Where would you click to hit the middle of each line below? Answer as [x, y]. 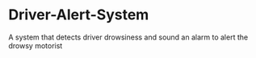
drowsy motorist [36, 45]
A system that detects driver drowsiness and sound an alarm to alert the [128, 37]
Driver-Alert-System [79, 15]
